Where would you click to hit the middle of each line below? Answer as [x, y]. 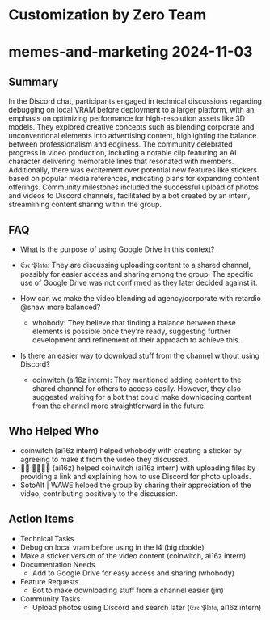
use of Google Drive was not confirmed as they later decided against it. [139, 282]
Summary [34, 81]
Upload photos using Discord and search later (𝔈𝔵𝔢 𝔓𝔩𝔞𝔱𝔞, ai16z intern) [147, 607]
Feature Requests [49, 581]
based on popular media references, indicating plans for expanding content [134, 179]
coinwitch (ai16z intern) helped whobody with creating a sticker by [131, 450]
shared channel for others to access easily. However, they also [136, 389]
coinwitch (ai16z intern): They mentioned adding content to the [137, 380]
